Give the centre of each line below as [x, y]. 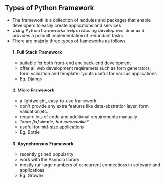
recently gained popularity [46, 154]
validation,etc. [34, 111]
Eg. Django [31, 79]
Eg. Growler [32, 175]
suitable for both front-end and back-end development [75, 63]
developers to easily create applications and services [66, 25]
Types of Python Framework [50, 8]
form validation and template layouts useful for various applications [88, 74]
